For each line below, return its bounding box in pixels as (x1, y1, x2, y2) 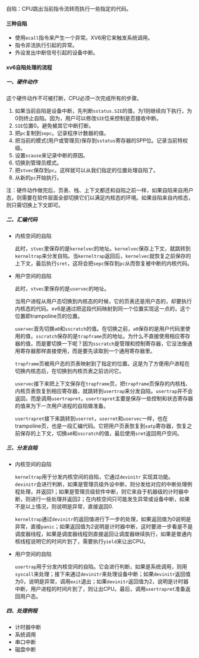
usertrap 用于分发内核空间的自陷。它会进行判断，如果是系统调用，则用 (14, 563, 188, 570)
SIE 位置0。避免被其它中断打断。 (14, 122, 94, 129)
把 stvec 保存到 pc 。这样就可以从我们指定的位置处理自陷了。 (14, 166, 159, 173)
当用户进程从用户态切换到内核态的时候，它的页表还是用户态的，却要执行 (14, 298, 192, 305)
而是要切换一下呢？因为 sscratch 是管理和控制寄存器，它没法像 (35, 340, 188, 347)
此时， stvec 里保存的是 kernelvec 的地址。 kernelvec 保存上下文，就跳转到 (14, 245, 191, 252)
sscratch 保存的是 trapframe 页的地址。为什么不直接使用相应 (35, 332, 180, 340)
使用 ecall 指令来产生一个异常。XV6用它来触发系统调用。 (14, 34, 153, 42)
